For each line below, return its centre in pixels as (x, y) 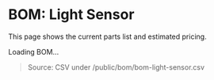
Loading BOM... (34, 51)
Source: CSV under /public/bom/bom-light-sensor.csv (116, 67)
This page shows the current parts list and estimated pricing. (108, 36)
